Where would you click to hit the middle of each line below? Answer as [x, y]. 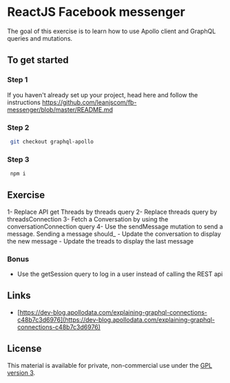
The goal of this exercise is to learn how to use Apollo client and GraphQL [112, 31]
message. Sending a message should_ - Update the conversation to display [114, 234]
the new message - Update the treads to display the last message [101, 241]
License [24, 349]
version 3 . [21, 373]
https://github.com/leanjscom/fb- [90, 102]
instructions [24, 102]
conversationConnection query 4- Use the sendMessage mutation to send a [115, 226]
